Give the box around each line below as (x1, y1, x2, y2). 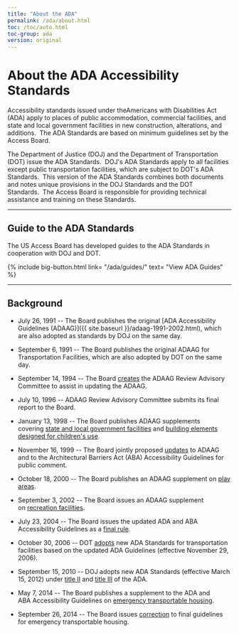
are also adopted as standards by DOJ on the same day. (17, 331, 183, 340)
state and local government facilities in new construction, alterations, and (7, 121, 222, 130)
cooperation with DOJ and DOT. (7, 249, 101, 257)
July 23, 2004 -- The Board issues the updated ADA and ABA (17, 516, 198, 526)
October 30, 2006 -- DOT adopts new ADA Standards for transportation (17, 538, 228, 547)
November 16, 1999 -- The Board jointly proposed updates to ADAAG (17, 445, 220, 454)
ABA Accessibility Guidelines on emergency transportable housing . (17, 596, 215, 605)
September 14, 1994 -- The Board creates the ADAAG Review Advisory (17, 374, 225, 382)
